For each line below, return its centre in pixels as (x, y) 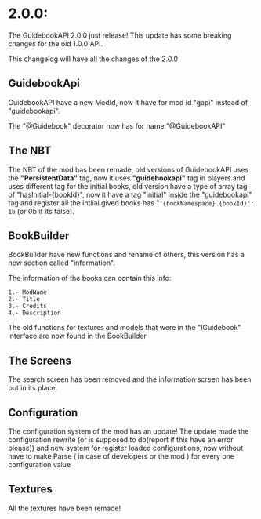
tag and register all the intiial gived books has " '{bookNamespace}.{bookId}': (131, 203)
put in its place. (33, 388)
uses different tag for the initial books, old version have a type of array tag (128, 186)
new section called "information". (62, 263)
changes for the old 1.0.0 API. (56, 43)
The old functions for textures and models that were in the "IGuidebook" (125, 328)
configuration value (40, 465)
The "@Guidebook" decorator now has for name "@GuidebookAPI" (117, 125)
